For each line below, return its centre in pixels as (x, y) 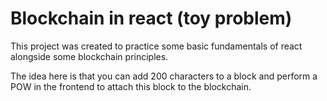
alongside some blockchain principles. (89, 56)
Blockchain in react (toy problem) (151, 18)
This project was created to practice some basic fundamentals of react (156, 46)
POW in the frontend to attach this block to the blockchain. (131, 86)
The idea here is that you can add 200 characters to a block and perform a (164, 76)
